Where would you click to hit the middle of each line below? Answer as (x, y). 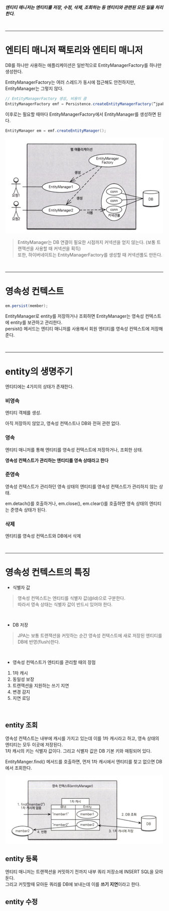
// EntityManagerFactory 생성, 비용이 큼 (46, 99)
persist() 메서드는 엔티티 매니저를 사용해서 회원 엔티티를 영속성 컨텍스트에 (77, 329)
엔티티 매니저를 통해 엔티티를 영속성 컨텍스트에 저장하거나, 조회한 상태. (74, 450)
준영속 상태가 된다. (28, 510)
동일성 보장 (23, 679)
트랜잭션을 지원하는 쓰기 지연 (41, 686)
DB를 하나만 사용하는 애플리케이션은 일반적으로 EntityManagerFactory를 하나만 (83, 65)
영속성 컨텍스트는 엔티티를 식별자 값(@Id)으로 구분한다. (71, 598)
